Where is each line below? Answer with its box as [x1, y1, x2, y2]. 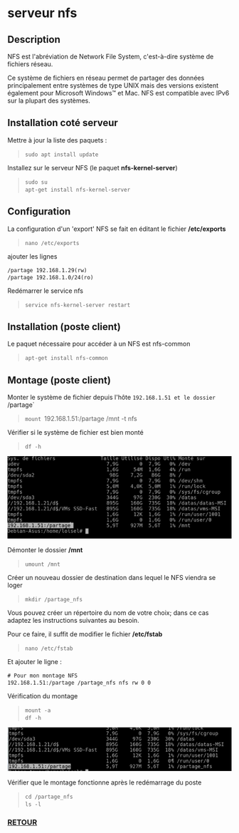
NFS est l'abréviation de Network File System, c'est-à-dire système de [7, 52, 214, 61]
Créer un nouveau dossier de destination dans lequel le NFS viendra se [7, 573, 216, 581]
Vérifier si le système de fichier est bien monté [7, 428, 144, 437]
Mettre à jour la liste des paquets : [7, 135, 107, 144]
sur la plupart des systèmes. [7, 96, 91, 105]
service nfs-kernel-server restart [24, 301, 131, 309]
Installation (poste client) [7, 321, 121, 333]
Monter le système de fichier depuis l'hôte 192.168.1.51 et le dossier [7, 393, 216, 402]
